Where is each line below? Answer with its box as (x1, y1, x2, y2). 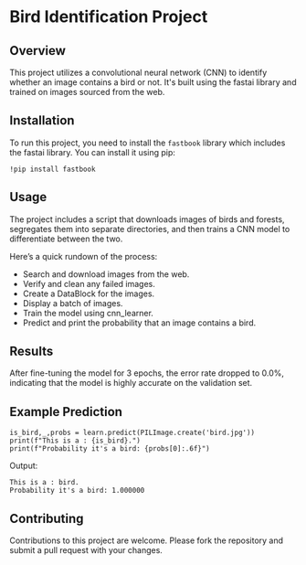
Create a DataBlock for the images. (22, 288, 155, 299)
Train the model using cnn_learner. (22, 307, 153, 318)
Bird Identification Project (9, 6, 208, 27)
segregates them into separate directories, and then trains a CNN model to (9, 223, 290, 234)
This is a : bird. (9, 478, 79, 487)
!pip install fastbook (9, 165, 96, 174)
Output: (9, 460, 38, 472)
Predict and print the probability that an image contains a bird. (22, 317, 257, 328)
